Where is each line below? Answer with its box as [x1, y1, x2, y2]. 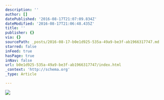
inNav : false [5, 58, 32, 63]
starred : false [5, 44, 37, 49]
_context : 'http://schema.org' [5, 67, 70, 72]
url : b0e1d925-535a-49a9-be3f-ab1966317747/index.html [5, 62, 122, 67]
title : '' [5, 26, 26, 31]
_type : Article [5, 72, 37, 77]
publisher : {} [5, 30, 35, 35]
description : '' [5, 7, 39, 12]
